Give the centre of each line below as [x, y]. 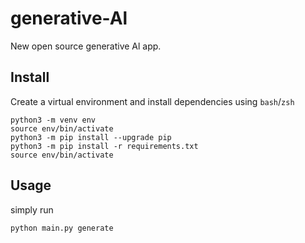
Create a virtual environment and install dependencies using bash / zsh [152, 101]
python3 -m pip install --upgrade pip [91, 137]
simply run [32, 209]
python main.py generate [62, 228]
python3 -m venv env [53, 120]
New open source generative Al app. [86, 46]
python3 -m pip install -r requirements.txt [104, 146]
